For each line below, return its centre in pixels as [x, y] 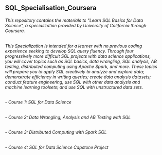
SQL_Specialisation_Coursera [51, 8]
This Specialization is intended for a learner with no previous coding [73, 46]
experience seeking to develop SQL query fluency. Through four [69, 51]
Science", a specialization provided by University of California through [76, 25]
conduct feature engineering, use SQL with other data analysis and [72, 82]
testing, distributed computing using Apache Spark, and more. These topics [81, 66]
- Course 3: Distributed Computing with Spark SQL [56, 132]
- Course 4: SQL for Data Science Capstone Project [57, 147]
